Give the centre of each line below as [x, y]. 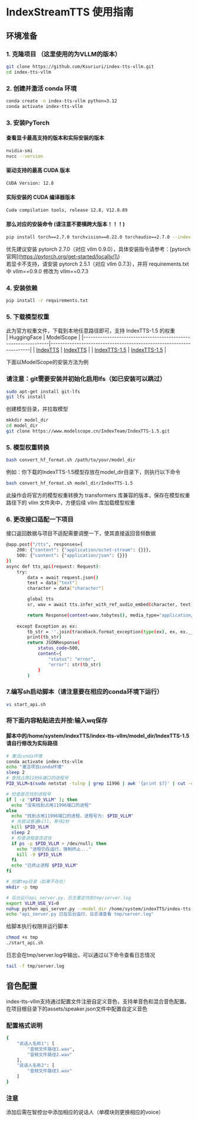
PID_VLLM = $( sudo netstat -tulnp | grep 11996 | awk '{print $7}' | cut [96, 784]
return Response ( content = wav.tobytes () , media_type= [93, 615]
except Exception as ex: [47, 626]
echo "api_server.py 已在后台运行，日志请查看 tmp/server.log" [80, 914]
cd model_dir [22, 426]
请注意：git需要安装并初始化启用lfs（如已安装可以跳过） [86, 379]
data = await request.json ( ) [63, 577]
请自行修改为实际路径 [32, 743]
